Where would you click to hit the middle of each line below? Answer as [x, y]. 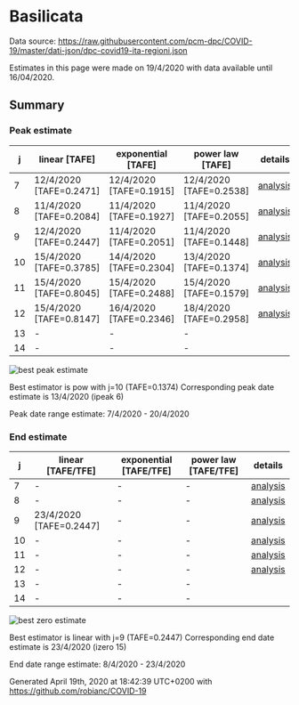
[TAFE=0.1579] [217, 293]
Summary [37, 105]
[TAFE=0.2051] [141, 242]
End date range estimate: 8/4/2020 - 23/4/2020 [97, 664]
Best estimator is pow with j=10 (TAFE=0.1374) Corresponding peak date [141, 387]
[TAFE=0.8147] [67, 319]
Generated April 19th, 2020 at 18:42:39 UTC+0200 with [111, 681]
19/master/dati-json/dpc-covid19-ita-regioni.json [99, 50]
